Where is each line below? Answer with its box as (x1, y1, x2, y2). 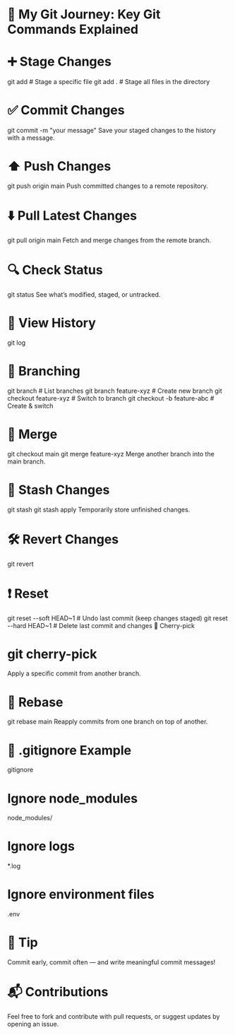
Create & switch (7, 401, 54, 410)
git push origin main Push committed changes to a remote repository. (7, 182, 208, 190)
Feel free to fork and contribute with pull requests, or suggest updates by (7, 1012, 220, 1020)
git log (7, 338, 26, 347)
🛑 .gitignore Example (7, 742, 132, 758)
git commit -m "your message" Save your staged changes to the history (7, 126, 217, 135)
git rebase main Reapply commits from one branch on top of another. (7, 717, 208, 726)
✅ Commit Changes (7, 102, 125, 119)
